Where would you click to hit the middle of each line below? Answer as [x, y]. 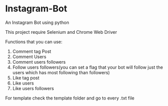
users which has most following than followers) [61, 72]
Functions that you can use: [34, 42]
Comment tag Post [32, 51]
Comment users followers [39, 62]
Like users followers [33, 88]
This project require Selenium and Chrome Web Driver [61, 32]
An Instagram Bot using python [37, 22]
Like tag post [26, 78]
